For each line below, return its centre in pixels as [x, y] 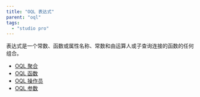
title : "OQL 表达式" [30, 12]
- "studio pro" [30, 28]
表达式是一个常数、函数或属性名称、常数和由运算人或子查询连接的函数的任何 [100, 46]
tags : [13, 23]
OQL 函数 [26, 73]
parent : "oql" [24, 17]
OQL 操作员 [29, 81]
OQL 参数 [26, 88]
